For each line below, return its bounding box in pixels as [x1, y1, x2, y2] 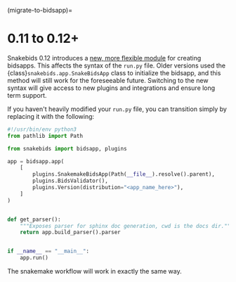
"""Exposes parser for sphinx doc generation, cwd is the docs [20, 222, 209, 229]
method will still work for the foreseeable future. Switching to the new [7, 76, 209, 84]
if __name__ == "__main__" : [7, 248, 90, 255]
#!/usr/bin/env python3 [7, 126, 77, 133]
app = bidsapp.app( [7, 158, 65, 165]
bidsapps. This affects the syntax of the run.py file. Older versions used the [7, 61, 226, 70]
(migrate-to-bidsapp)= [7, 6, 72, 14]
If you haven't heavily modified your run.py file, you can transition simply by [7, 105, 227, 113]
